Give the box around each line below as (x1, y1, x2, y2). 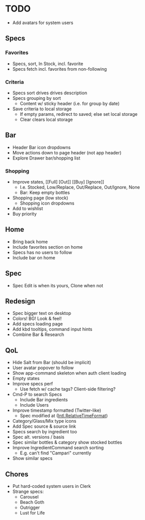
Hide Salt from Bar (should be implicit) (12, 360, 91, 366)
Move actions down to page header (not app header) (12, 149, 121, 155)
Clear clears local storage (19, 116, 73, 122)
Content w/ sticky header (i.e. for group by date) (19, 100, 120, 106)
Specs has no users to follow (12, 249, 72, 255)
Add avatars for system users (12, 20, 73, 26)
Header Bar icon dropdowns (12, 144, 71, 150)
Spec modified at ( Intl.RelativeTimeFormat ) (19, 413, 108, 419)
